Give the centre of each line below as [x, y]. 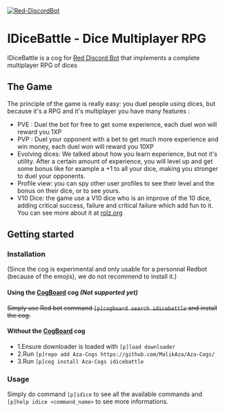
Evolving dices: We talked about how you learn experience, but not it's [117, 154]
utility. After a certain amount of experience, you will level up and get [115, 161]
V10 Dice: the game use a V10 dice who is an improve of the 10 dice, [114, 198]
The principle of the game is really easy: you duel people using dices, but [111, 103]
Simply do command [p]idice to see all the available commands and [105, 394]
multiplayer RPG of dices [42, 65]
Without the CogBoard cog [46, 331]
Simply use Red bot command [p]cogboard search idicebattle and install [112, 307]
